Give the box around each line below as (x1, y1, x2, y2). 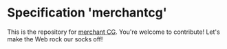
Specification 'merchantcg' (7, 5, 167, 21)
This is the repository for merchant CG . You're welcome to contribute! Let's (7, 28, 220, 36)
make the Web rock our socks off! (7, 35, 103, 43)
